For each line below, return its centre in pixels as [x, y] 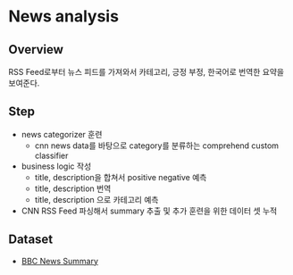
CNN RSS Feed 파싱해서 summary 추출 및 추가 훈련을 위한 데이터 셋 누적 [149, 211]
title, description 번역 [73, 188]
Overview [36, 50]
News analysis [64, 17]
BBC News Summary [60, 261]
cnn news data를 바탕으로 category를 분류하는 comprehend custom [156, 146]
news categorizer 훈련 [62, 134]
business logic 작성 [56, 166]
